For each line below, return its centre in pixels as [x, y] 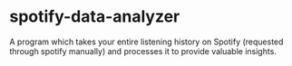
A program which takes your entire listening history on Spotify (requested [146, 42]
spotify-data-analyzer [95, 17]
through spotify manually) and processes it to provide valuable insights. [143, 51]
